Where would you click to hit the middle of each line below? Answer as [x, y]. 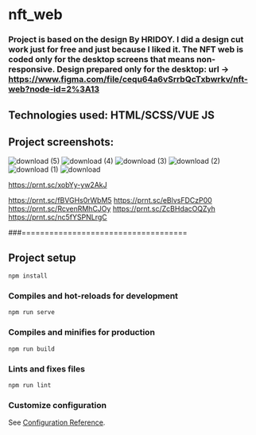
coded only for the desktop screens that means [101, 60]
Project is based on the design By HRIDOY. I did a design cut [126, 40]
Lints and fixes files [47, 369]
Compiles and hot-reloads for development [93, 296]
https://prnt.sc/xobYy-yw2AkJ [58, 185]
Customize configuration [58, 405]
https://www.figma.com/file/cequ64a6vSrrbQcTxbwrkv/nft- [128, 80]
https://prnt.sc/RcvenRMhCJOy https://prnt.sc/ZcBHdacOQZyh [112, 209]
